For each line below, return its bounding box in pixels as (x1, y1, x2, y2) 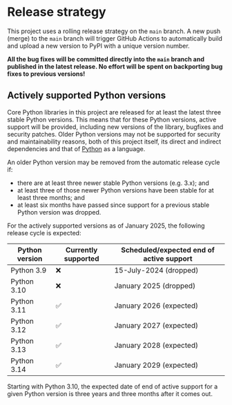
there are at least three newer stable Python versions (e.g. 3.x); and (17, 179, 209, 187)
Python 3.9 (10, 265, 47, 275)
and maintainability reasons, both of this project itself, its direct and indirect (7, 137, 222, 146)
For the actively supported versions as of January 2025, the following (7, 221, 205, 230)
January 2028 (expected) (114, 340, 199, 350)
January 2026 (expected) (114, 301, 199, 310)
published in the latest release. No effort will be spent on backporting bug (7, 62, 223, 70)
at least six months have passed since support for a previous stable (17, 201, 210, 209)
